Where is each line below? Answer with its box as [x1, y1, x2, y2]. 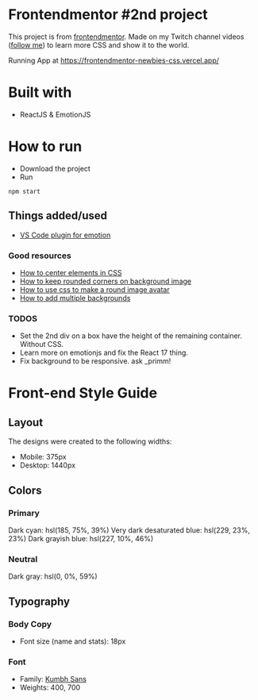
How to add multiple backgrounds [19, 293, 131, 302]
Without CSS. [19, 340, 64, 349]
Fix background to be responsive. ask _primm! [19, 356, 171, 366]
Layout [8, 415, 44, 429]
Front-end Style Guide [8, 384, 157, 402]
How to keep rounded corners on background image [19, 276, 192, 286]
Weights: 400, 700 [19, 683, 81, 692]
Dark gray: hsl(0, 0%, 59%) [8, 571, 98, 581]
